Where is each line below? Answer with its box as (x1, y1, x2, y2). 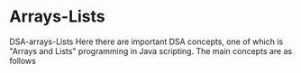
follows (9, 55, 36, 66)
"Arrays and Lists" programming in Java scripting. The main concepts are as (9, 45, 293, 56)
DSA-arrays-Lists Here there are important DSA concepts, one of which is (9, 36, 284, 47)
